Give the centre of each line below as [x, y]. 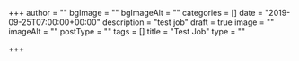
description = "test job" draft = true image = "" [188, 22]
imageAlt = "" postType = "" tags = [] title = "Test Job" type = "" [127, 31]
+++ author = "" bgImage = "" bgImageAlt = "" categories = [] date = [136, 13]
